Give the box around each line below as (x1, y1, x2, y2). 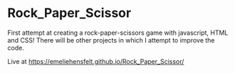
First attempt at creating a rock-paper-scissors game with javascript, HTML (7, 28, 229, 37)
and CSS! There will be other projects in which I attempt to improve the (7, 35, 215, 44)
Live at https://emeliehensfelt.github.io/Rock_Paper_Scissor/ (7, 57, 184, 65)
